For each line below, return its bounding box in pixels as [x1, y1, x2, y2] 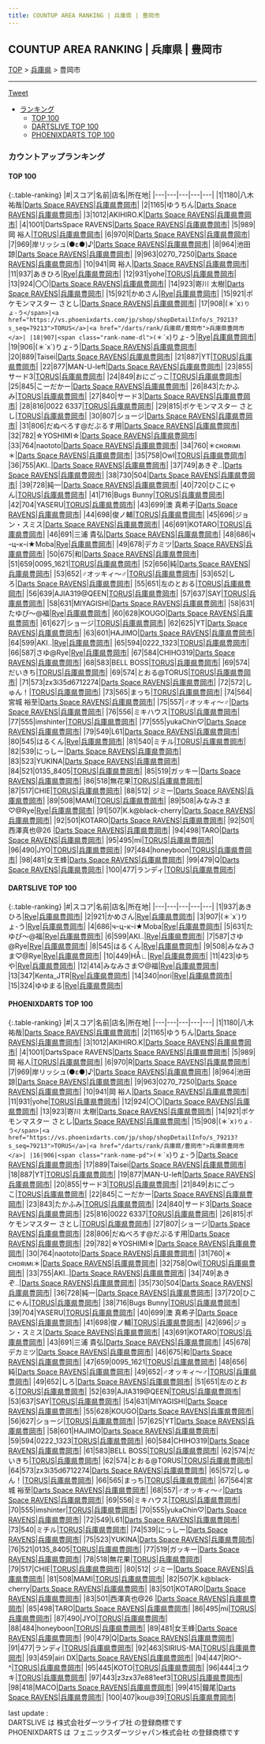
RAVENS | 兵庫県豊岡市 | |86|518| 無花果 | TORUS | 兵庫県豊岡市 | [8, 776, 203, 785]
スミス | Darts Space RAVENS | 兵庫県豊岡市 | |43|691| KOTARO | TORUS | [21, 1327, 246, 1337]
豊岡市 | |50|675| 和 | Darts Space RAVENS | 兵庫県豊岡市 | [21, 549, 200, 559]
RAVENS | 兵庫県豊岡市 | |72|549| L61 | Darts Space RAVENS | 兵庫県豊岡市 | [8, 1514, 241, 1524]
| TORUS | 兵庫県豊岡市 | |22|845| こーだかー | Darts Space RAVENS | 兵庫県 [15, 1189, 247, 1199]
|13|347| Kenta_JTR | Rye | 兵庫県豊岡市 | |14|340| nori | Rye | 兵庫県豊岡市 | [8, 971, 233, 980]
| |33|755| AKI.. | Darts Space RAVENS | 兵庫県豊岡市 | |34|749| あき [22, 1268, 230, 1278]
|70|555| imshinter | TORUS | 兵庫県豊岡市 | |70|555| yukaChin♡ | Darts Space [8, 1505, 247, 1514]
